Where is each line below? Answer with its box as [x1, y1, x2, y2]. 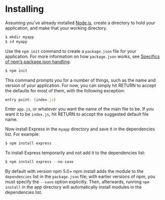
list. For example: [5, 131, 40, 137]
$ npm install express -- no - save [5, 160, 74, 164]
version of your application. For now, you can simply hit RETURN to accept [5, 82, 156, 88]
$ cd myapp [5, 39, 28, 44]
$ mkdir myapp [5, 35, 34, 40]
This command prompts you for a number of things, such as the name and [5, 77, 156, 83]
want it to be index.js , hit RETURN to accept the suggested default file [5, 111, 149, 117]
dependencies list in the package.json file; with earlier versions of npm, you [5, 174, 156, 180]
